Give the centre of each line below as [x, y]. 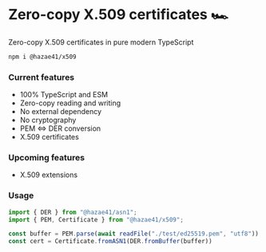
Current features [42, 77]
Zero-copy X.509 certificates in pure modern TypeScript [101, 42]
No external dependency [61, 112]
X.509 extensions [49, 175]
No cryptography [48, 120]
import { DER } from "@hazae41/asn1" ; [73, 212]
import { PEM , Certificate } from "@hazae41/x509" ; [96, 219]
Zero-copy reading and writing [70, 103]
